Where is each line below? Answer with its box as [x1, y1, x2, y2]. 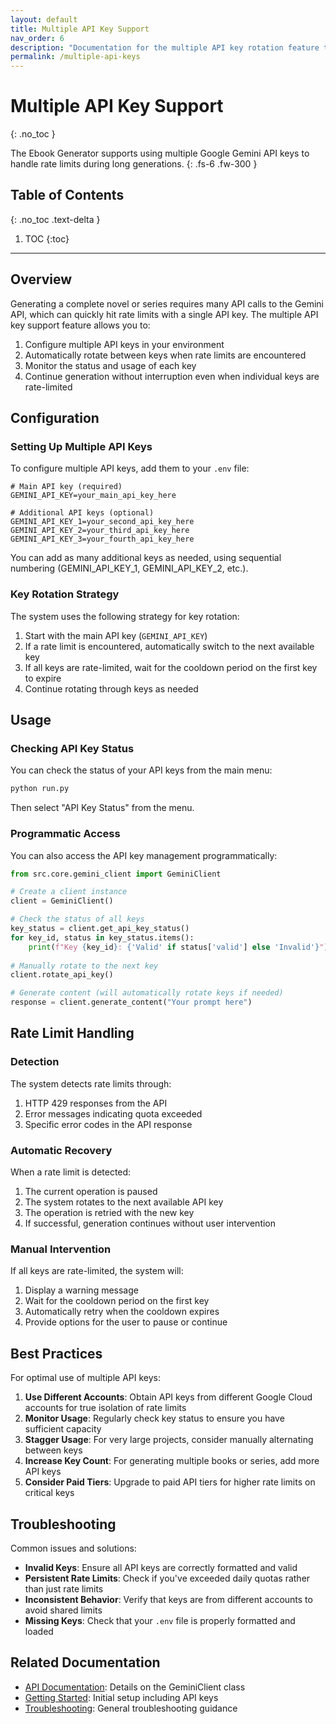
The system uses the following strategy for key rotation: [10, 610, 240, 622]
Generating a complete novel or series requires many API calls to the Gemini [10, 297, 325, 310]
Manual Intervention [10, 1242, 112, 1256]
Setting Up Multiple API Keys [10, 440, 153, 453]
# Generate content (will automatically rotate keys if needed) [10, 988, 284, 998]
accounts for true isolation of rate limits [24, 1402, 187, 1414]
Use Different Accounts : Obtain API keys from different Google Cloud [24, 1391, 313, 1403]
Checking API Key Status [10, 741, 135, 755]
